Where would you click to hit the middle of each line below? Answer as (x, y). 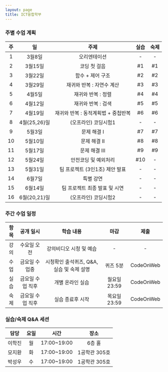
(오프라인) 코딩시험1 (93, 122)
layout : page (19, 10)
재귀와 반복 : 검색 (93, 103)
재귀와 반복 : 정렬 (93, 94)
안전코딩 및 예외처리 (93, 159)
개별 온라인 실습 (72, 282)
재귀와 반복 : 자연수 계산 (93, 84)
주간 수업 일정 (21, 213)
